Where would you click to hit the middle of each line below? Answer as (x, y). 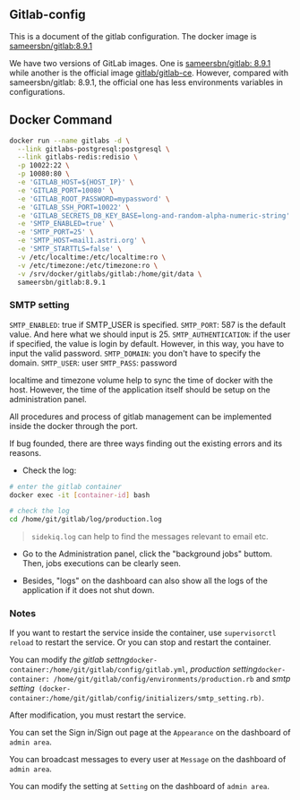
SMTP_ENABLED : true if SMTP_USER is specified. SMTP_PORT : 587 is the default (148, 324)
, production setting (222, 669)
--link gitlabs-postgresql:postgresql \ (94, 149)
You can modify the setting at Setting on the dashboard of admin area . (140, 787)
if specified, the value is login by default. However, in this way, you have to (147, 343)
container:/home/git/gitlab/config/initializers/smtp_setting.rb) (136, 699)
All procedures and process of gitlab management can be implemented (141, 417)
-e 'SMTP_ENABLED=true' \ (66, 224)
